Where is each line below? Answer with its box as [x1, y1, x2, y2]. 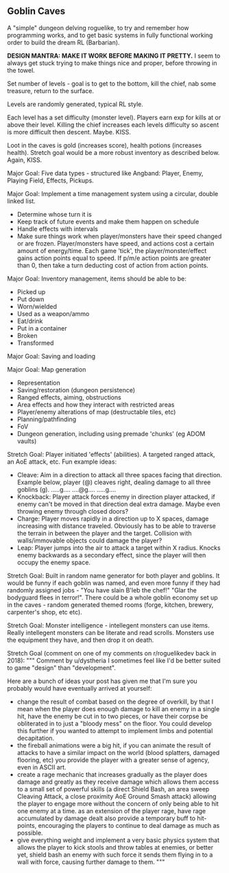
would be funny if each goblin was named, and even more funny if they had [7, 579, 221, 587]
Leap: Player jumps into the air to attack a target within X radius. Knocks [16, 543, 221, 551]
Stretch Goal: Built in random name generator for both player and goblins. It [7, 571, 220, 579]
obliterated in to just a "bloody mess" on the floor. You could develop [16, 719, 213, 728]
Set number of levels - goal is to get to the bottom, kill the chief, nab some [7, 79, 217, 88]
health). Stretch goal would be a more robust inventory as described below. [7, 148, 220, 156]
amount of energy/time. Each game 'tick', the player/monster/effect [16, 246, 207, 254]
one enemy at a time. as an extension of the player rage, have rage [16, 806, 206, 815]
